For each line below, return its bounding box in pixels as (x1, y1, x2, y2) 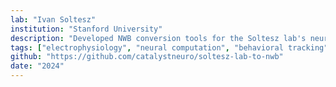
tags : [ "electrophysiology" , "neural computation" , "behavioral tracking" (10, 42, 329, 53)
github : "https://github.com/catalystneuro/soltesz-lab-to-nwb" (10, 52, 284, 62)
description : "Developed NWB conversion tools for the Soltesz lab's (10, 33, 307, 43)
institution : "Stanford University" (10, 24, 163, 34)
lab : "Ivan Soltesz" (10, 14, 97, 25)
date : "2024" (10, 61, 65, 71)
